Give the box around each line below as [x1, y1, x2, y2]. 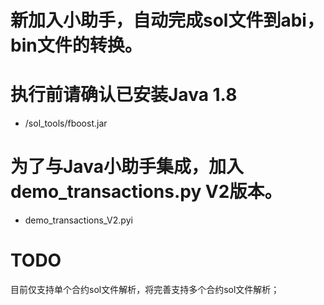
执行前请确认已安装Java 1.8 [10, 84, 238, 106]
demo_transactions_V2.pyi [24, 214, 133, 226]
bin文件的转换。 [10, 34, 143, 57]
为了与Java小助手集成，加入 [10, 156, 244, 178]
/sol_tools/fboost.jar [24, 117, 108, 130]
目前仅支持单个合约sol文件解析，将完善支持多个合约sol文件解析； [10, 284, 280, 295]
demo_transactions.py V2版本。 [10, 181, 283, 203]
